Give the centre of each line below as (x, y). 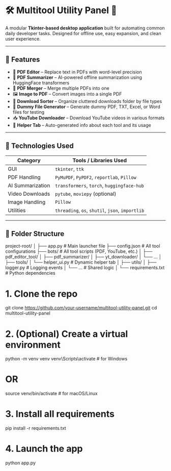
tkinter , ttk (69, 169)
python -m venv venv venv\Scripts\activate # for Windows (66, 359)
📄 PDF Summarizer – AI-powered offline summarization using (77, 77)
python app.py (21, 463)
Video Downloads (29, 194)
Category (29, 160)
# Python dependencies (30, 273)
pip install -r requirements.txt (36, 428)
